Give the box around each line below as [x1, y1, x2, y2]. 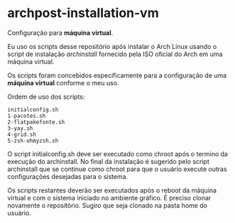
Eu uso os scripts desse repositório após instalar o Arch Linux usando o [7, 42, 217, 50]
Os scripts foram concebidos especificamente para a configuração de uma [7, 71, 227, 80]
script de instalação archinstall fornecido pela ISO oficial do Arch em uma [7, 50, 223, 58]
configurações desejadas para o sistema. [7, 172, 129, 180]
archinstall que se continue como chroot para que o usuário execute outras [7, 165, 227, 173]
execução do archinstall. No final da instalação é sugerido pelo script [7, 157, 209, 165]
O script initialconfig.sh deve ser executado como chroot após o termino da [7, 149, 229, 158]
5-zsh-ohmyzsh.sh [7, 137, 59, 144]
